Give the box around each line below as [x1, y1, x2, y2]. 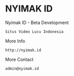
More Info [5, 38, 25, 44]
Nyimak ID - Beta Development [5, 19, 69, 25]
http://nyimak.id [5, 47, 41, 52]
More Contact [5, 56, 34, 62]
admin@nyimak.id [5, 66, 39, 71]
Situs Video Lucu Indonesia [5, 29, 64, 34]
